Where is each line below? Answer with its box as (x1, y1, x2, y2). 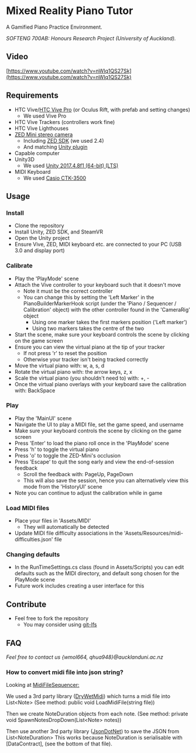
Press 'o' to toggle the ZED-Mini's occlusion (14, 452, 121, 459)
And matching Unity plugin (23, 143, 88, 150)
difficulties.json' (14, 536, 54, 543)
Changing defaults (6, 551, 60, 559)
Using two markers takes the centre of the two (32, 325, 145, 332)
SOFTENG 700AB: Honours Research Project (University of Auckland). (6, 35, 177, 42)
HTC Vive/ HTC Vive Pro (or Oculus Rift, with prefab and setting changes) (14, 106, 191, 113)
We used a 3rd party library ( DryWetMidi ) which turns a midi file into (6, 693, 171, 700)
